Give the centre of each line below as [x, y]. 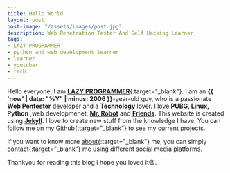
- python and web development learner [63, 53]
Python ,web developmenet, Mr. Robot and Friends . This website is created [116, 113]
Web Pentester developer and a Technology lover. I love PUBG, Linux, [108, 106]
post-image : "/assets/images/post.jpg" [65, 26]
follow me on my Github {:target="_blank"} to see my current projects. [106, 128]
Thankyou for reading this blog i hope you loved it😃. [82, 162]
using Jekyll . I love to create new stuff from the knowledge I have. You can [114, 120]
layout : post [26, 20]
